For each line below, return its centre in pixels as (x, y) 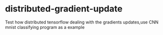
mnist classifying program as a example (45, 27)
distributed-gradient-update (64, 9)
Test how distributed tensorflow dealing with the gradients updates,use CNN (82, 22)
